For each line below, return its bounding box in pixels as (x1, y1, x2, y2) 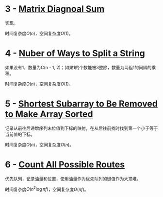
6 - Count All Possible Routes (5, 159, 125, 170)
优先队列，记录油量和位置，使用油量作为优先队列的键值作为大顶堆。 (5, 176, 141, 181)
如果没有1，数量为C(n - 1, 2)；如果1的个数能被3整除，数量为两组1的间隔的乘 (5, 64, 156, 70)
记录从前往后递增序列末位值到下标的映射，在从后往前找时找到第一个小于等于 (5, 125, 158, 131)
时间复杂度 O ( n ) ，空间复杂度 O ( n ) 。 (5, 142, 74, 147)
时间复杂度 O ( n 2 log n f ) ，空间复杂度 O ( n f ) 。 (5, 185, 89, 192)
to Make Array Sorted (5, 108, 93, 120)
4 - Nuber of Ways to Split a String (5, 48, 146, 59)
